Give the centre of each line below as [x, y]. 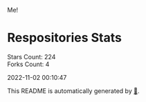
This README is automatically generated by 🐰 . [73, 91]
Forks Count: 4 [28, 64]
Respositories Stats [65, 38]
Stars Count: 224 [31, 57]
